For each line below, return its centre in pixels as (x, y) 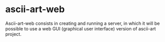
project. (14, 34)
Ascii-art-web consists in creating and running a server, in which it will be (82, 23)
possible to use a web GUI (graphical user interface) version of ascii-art (81, 28)
